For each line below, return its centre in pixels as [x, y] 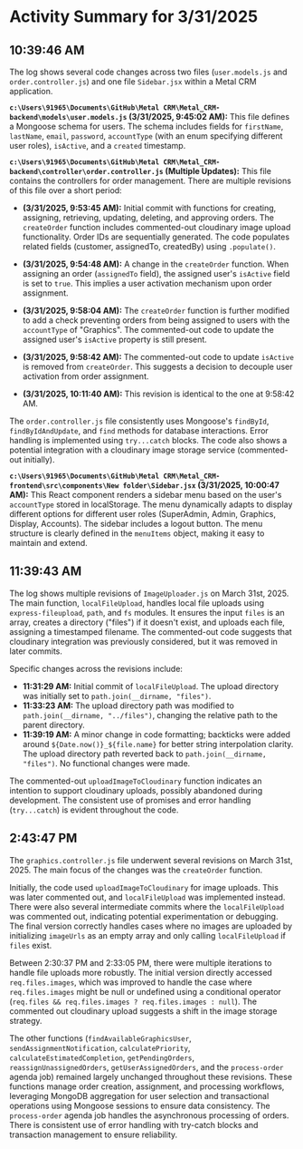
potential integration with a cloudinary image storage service [123, 450]
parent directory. [54, 725]
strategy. [26, 1020]
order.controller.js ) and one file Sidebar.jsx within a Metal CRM [133, 82]
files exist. [31, 945]
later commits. [36, 651]
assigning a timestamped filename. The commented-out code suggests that [151, 631]
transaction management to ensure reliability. [94, 1134]
